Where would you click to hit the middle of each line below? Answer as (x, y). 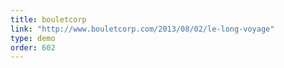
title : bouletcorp (48, 19)
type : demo (33, 38)
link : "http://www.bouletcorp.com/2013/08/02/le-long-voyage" (142, 29)
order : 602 (33, 47)
